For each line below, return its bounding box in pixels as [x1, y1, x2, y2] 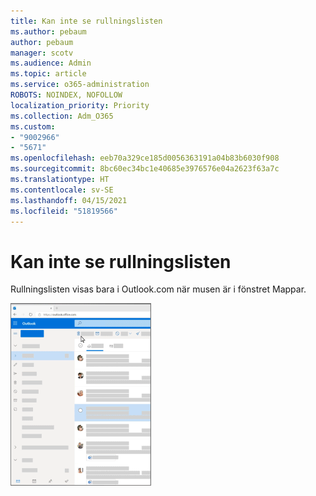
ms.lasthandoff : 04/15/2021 [10, 195, 128, 205]
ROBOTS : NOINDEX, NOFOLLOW [10, 90, 123, 100]
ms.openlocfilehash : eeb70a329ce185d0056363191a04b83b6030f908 [10, 153, 280, 164]
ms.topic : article [10, 69, 87, 79]
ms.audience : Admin [10, 58, 92, 69]
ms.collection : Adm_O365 [10, 111, 114, 121]
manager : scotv [10, 48, 74, 58]
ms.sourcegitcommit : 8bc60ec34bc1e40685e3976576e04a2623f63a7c [10, 164, 280, 174]
